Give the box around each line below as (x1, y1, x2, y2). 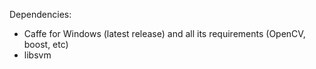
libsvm (23, 49, 52, 61)
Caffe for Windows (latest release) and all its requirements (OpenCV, (23, 28, 306, 39)
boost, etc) (23, 39, 69, 50)
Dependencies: (9, 9, 72, 20)
